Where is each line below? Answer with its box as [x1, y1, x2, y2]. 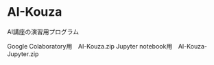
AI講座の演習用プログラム [7, 27, 79, 36]
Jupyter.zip [7, 49, 39, 58]
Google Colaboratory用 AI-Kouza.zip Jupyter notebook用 [7, 42, 173, 50]
